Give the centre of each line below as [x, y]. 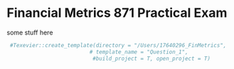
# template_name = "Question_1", [139, 52]
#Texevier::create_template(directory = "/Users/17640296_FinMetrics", [118, 45]
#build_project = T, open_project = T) [152, 58]
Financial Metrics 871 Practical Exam [117, 13]
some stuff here [30, 32]
